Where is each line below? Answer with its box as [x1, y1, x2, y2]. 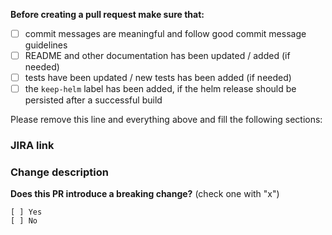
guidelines [24, 39, 68, 51]
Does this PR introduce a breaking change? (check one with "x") [10, 188, 280, 200]
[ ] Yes [10, 207, 43, 218]
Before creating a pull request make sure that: [10, 9, 205, 20]
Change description [10, 165, 109, 179]
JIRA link [10, 139, 55, 153]
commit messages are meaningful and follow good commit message [24, 28, 307, 39]
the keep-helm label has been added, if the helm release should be [24, 83, 297, 95]
